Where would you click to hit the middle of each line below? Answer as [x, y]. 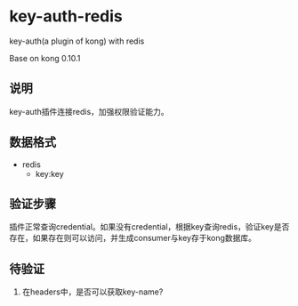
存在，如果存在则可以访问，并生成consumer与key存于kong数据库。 [133, 238]
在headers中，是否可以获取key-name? [93, 292]
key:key [49, 173]
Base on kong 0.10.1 [45, 58]
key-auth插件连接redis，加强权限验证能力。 [89, 111]
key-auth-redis [66, 16]
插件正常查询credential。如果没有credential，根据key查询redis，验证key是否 [149, 227]
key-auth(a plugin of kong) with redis [77, 41]
